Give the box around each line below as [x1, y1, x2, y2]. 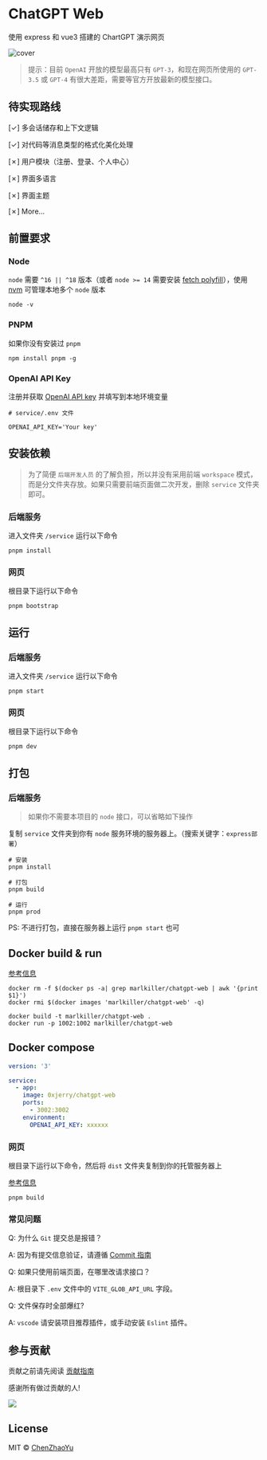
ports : [22, 1099, 45, 1107]
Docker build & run [8, 946, 102, 960]
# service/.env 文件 [8, 410, 74, 418]
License [8, 1422, 49, 1435]
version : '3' [8, 1062, 52, 1070]
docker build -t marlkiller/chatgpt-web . [8, 1012, 151, 1020]
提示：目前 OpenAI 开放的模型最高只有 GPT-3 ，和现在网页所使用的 [27, 65, 241, 74]
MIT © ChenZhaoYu [8, 1442, 74, 1452]
